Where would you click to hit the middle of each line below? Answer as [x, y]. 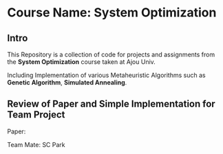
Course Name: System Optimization [112, 13]
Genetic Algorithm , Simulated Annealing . [67, 82]
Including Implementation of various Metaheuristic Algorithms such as [106, 75]
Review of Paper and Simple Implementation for [111, 104]
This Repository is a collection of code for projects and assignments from [111, 54]
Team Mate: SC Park [36, 144]
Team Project [36, 115]
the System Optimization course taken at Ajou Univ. [82, 62]
